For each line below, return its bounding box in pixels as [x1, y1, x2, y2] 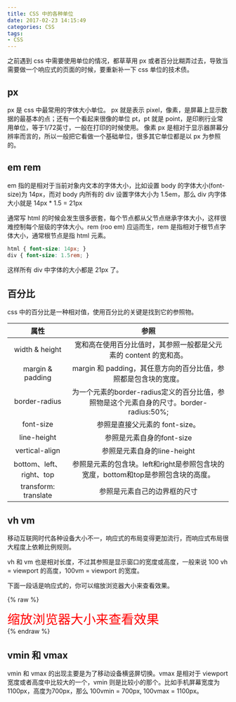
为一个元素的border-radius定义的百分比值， [72, 387, 218, 397]
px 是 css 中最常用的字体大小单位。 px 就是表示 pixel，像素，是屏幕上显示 [7, 105, 222, 114]
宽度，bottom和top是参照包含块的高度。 [81, 470, 216, 480]
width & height [13, 345, 62, 355]
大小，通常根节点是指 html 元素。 [13, 231, 110, 240]
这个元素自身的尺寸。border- [110, 398, 208, 408]
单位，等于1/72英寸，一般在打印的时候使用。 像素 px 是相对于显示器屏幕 [13, 123, 223, 131]
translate [23, 490, 53, 500]
